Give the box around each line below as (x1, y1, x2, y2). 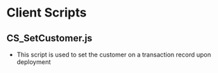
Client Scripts (6, 5, 87, 21)
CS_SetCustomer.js (6, 32, 93, 44)
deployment (16, 58, 51, 66)
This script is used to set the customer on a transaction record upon (16, 50, 211, 59)
